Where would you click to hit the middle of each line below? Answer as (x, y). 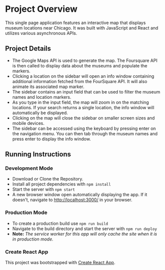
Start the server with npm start (44, 189)
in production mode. (33, 239)
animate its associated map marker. (48, 87)
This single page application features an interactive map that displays (76, 23)
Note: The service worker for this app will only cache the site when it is (85, 234)
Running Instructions (38, 154)
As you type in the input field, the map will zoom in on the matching (81, 102)
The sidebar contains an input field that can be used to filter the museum (86, 91)
